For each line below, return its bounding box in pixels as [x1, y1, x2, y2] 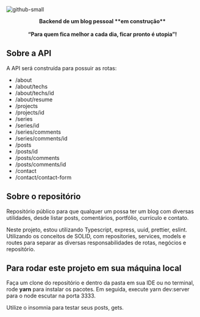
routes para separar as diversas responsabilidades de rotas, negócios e [6, 239, 187, 246]
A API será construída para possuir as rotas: [6, 64, 117, 71]
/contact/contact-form [15, 173, 72, 181]
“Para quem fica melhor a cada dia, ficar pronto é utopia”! [27, 31, 177, 38]
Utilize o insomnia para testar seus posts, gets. [6, 304, 124, 312]
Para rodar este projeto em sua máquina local [6, 263, 182, 274]
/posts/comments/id [15, 161, 66, 168]
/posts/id [15, 147, 38, 155]
